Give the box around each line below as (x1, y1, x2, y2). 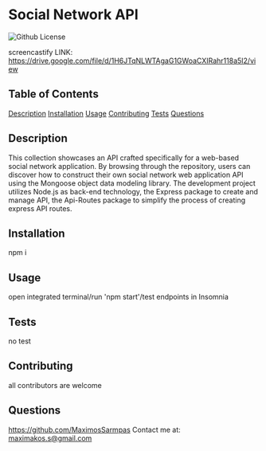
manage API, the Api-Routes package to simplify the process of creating (8, 195, 246, 205)
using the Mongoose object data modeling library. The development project (8, 178, 256, 188)
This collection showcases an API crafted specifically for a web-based (8, 153, 240, 163)
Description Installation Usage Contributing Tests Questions (8, 108, 205, 118)
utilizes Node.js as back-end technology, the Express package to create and (8, 186, 259, 196)
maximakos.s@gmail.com (8, 433, 92, 443)
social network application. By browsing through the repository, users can (8, 161, 251, 171)
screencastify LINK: (8, 47, 73, 57)
